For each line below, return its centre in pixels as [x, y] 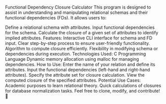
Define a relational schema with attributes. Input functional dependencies [80, 27]
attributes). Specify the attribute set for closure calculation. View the [75, 75]
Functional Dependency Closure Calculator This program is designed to [78, 7]
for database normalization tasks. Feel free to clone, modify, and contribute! [83, 91]
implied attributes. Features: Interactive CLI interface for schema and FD [79, 38]
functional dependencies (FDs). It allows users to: [56, 18]
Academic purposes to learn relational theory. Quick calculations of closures [83, 86]
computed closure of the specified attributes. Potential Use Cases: [73, 80]
